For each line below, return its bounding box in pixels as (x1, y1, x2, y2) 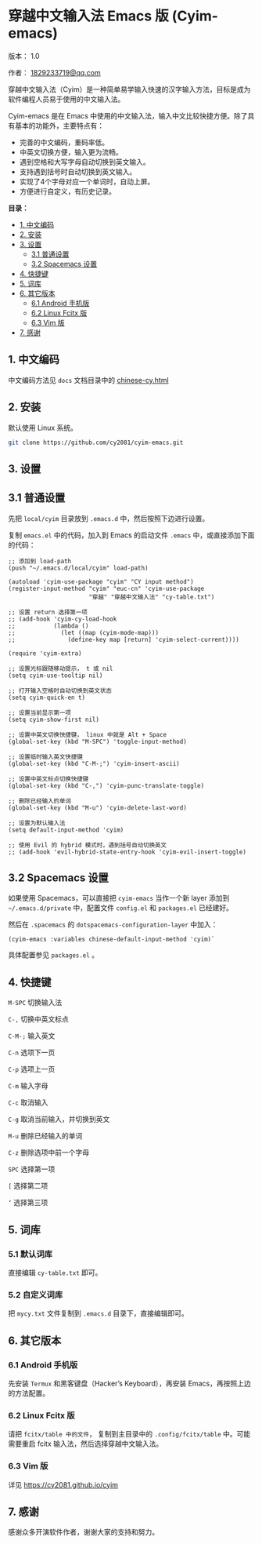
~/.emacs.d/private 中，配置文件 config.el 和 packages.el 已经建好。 (8, 903, 233, 912)
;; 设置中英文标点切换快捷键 (8, 774, 89, 783)
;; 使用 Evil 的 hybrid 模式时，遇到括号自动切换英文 (8, 841, 167, 849)
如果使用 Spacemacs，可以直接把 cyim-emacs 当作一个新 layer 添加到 (8, 894, 230, 903)
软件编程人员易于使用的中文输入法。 (8, 94, 125, 104)
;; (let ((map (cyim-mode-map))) (8, 628, 159, 636)
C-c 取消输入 (8, 1098, 48, 1107)
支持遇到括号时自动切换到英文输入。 (19, 166, 137, 177)
